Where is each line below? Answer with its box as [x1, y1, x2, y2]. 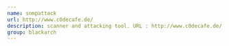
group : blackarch [7, 28, 57, 36]
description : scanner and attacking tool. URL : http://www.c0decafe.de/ [7, 22, 223, 29]
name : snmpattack [7, 9, 57, 17]
